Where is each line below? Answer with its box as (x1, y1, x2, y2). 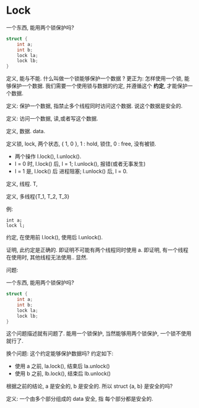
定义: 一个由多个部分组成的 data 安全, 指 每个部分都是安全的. (6, 396, 153, 403)
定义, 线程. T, (6, 181, 38, 188)
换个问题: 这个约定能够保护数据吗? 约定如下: (6, 350, 114, 357)
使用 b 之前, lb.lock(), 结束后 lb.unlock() (14, 370, 111, 377)
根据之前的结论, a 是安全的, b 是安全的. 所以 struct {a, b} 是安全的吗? (6, 382, 173, 390)
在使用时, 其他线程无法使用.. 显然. (6, 254, 88, 261)
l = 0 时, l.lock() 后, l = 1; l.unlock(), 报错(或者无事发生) (14, 160, 146, 167)
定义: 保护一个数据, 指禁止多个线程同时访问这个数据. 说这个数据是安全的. (6, 102, 182, 110)
